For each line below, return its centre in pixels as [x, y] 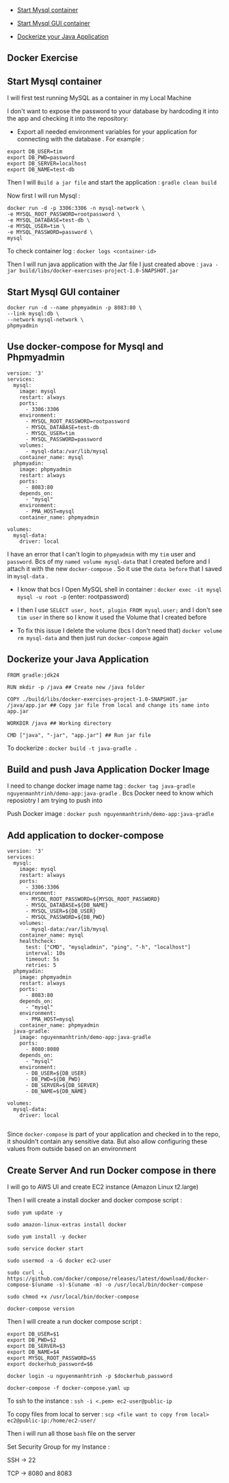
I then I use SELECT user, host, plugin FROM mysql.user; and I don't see [119, 609]
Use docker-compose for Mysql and [85, 347]
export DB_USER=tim [35, 152]
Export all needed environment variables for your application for [107, 132]
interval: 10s [45, 953]
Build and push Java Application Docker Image [108, 770]
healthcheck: [38, 942]
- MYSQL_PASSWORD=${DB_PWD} [65, 918]
